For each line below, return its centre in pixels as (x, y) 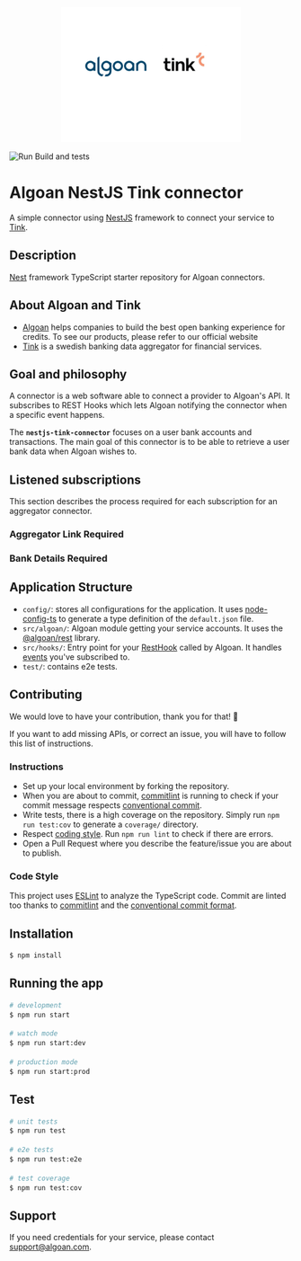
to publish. (42, 853)
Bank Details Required (58, 558)
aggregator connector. (51, 511)
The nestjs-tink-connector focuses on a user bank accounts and (131, 432)
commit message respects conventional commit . (112, 805)
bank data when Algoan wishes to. (73, 451)
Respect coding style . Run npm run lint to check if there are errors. (148, 833)
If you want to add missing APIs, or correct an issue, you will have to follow (148, 733)
